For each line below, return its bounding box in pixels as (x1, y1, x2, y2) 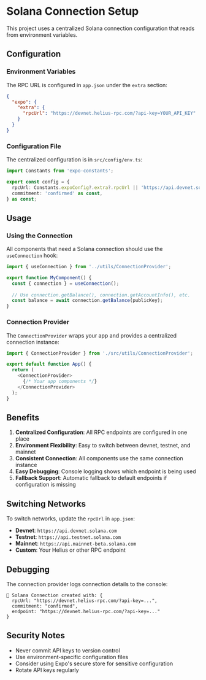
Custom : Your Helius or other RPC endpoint (15, 546, 126, 554)
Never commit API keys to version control (15, 646, 121, 654)
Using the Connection (6, 231, 73, 240)
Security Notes (6, 630, 66, 641)
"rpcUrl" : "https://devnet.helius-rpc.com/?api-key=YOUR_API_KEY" (22, 110, 196, 117)
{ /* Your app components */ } (22, 379, 97, 385)
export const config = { (6, 179, 70, 185)
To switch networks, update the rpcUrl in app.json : (6, 515, 135, 522)
